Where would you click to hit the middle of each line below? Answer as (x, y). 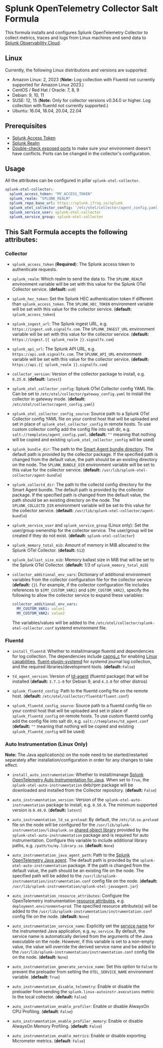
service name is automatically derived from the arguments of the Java (82, 937)
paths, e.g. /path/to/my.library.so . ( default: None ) (63, 846)
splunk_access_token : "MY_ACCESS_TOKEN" (51, 194)
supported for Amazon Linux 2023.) (48, 85)
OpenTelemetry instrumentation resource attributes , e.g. (68, 901)
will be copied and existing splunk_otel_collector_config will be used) (83, 440)
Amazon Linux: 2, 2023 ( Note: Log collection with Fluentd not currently (83, 79)
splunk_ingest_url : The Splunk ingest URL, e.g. (60, 324)
